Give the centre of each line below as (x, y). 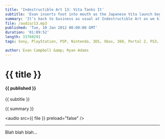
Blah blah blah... (21, 132)
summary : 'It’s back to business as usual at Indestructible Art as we (80, 19)
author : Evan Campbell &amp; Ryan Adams (47, 50)
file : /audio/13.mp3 (26, 23)
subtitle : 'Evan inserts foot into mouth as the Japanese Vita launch (79, 14)
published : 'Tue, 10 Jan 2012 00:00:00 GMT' (51, 28)
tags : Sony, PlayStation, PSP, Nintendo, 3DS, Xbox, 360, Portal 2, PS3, (82, 42)
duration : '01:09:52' (27, 32)
